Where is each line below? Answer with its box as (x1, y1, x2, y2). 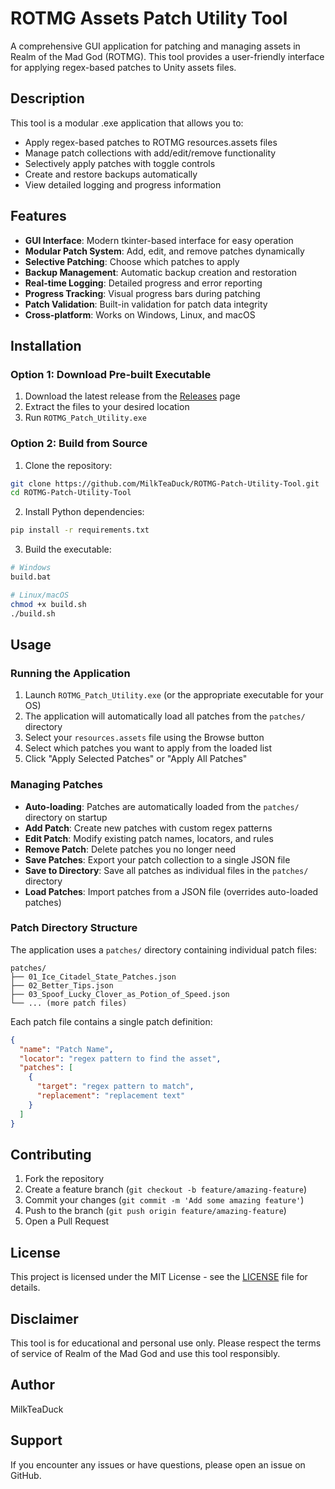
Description (10, 90, 85, 107)
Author (10, 1377, 55, 1394)
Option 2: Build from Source (10, 437, 148, 451)
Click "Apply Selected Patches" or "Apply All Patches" (24, 753, 248, 765)
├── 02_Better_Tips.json (10, 980, 114, 991)
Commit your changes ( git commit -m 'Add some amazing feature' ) (24, 1194, 305, 1206)
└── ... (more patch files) (10, 998, 128, 1008)
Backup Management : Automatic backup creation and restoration (24, 266, 297, 278)
